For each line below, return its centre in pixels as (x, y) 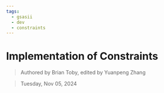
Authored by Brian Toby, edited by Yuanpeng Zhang (83, 73)
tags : (13, 11)
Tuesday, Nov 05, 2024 (49, 84)
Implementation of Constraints (82, 56)
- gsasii (22, 17)
